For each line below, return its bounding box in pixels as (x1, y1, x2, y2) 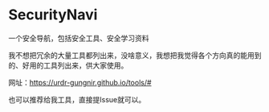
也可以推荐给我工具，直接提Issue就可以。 (8, 94, 146, 104)
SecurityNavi (8, 6, 98, 24)
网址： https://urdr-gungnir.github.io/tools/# (8, 77, 152, 87)
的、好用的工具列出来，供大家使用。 (8, 60, 128, 70)
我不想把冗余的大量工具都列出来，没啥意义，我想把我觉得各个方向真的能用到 (8, 50, 262, 60)
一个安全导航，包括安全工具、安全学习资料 (8, 33, 149, 43)
